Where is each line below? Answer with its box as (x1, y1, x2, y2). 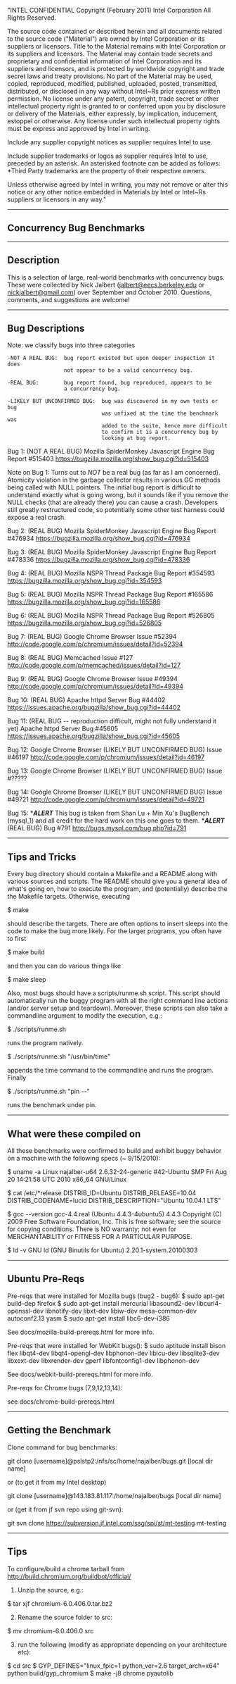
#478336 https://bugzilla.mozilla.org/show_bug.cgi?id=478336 (7, 556, 190, 564)
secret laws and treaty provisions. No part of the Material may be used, (7, 72, 214, 80)
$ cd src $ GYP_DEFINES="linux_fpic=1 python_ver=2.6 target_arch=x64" (7, 1661, 220, 1670)
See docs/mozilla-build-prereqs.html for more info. (7, 1328, 155, 1336)
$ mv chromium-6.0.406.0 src (7, 1626, 94, 1635)
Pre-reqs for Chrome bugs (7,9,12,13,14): (7, 1383, 123, 1392)
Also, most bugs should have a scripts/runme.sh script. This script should (7, 989, 221, 997)
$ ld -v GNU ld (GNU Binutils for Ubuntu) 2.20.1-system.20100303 (7, 1246, 198, 1254)
